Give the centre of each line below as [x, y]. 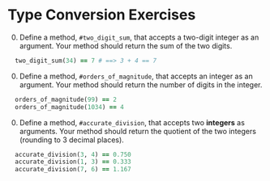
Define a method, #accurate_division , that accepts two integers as [132, 122]
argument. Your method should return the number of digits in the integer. [141, 84]
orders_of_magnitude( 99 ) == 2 [66, 99]
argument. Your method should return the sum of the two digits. [126, 45]
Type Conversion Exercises [102, 15]
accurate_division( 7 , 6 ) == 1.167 [73, 170]
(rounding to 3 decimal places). [72, 140]
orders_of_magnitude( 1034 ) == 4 [70, 107]
